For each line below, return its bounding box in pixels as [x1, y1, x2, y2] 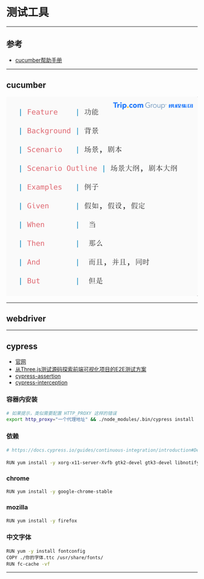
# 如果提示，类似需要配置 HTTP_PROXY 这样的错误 [6, 410, 117, 416]
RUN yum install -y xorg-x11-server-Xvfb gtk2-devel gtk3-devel [6, 460, 172, 466]
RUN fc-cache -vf [6, 561, 50, 567]
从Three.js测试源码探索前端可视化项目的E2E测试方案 [15, 366, 147, 373]
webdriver [6, 313, 47, 324]
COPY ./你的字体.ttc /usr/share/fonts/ [6, 554, 104, 561]
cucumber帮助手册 [15, 56, 63, 64]
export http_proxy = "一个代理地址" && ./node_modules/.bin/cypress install [6, 417, 194, 423]
